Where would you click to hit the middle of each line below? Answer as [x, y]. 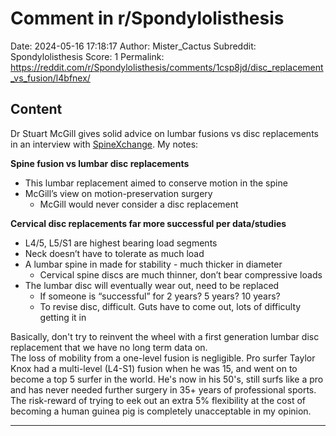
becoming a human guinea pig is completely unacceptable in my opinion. [161, 411]
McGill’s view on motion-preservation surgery [118, 193]
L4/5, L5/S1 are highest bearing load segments [121, 243]
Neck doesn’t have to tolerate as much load [114, 253]
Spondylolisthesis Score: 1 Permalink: [87, 56]
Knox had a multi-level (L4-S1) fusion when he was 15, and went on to [154, 368]
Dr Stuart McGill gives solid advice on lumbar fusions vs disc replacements [164, 133]
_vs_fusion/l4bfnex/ [50, 78]
